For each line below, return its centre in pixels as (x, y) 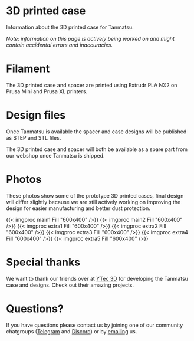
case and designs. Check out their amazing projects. (70, 285)
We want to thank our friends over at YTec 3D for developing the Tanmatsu (97, 278)
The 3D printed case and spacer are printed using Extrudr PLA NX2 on (92, 85)
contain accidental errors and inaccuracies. (60, 45)
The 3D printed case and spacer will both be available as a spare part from (97, 149)
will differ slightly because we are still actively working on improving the (93, 202)
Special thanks (43, 262)
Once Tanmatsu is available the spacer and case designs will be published (96, 132)
